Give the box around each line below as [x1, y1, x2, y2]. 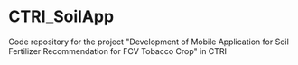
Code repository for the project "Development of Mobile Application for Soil [8, 36, 290, 47]
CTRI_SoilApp [8, 6, 115, 27]
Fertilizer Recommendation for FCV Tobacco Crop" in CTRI [8, 45, 228, 56]
